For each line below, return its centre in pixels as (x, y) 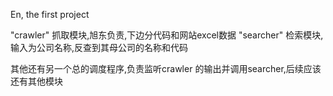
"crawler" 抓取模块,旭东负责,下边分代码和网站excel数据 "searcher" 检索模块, (167, 35)
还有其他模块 (36, 81)
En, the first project (50, 14)
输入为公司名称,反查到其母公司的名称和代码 (99, 47)
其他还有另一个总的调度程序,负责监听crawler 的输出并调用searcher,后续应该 (166, 68)
